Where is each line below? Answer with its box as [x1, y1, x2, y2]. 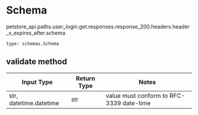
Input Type [21, 78, 53, 86]
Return [75, 74, 95, 83]
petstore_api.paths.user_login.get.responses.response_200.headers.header [6, 23, 190, 30]
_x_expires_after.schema [6, 29, 66, 36]
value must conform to [105, 91, 169, 100]
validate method [6, 57, 67, 67]
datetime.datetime [9, 98, 60, 107]
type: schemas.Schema [6, 41, 60, 47]
